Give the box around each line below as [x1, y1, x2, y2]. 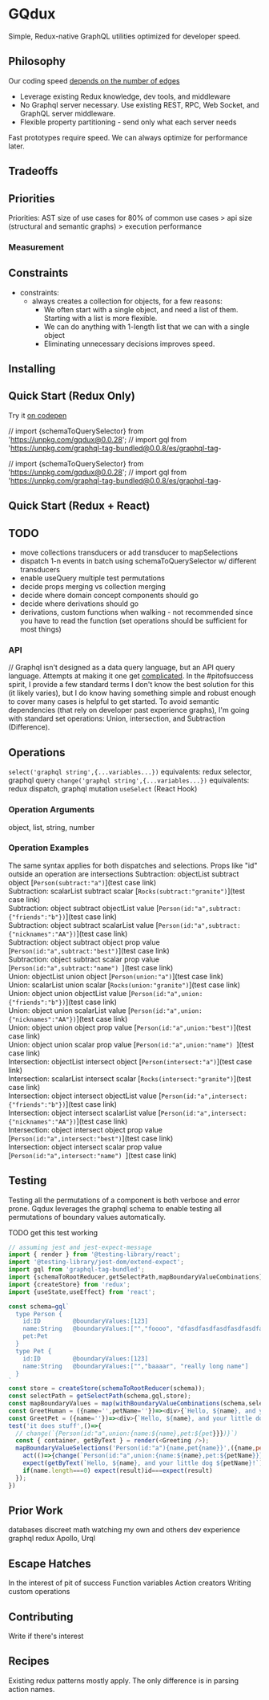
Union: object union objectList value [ [8, 988, 132, 998]
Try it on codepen [8, 410, 67, 420]
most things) [19, 624, 62, 634]
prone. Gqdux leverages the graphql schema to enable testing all [8, 1203, 222, 1213]
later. [8, 141, 26, 151]
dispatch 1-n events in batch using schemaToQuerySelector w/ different [19, 556, 257, 566]
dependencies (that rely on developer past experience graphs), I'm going [8, 706, 250, 715]
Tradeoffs [8, 165, 58, 178]
